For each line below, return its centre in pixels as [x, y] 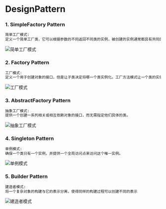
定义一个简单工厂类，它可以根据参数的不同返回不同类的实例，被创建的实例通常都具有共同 [82, 40]
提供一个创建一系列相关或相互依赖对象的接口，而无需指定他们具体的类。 [68, 115]
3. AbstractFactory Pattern [38, 101]
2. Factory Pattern [27, 63]
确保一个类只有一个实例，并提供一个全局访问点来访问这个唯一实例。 [64, 153]
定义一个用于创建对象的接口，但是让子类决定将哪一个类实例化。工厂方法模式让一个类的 [81, 78]
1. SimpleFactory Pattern [35, 25]
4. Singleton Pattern [30, 138]
